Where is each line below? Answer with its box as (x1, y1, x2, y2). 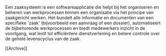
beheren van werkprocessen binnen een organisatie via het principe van (5, 9, 154, 15)
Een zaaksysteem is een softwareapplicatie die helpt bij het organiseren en (5, 4, 159, 10)
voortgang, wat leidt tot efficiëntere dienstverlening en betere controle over (5, 31, 161, 36)
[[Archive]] (5, 46, 27, 51)
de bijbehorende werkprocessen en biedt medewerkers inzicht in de (5, 25, 146, 31)
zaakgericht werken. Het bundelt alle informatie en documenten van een (5, 15, 154, 20)
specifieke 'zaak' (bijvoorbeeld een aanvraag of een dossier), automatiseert (5, 20, 161, 26)
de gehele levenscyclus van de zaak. (5, 36, 81, 42)
